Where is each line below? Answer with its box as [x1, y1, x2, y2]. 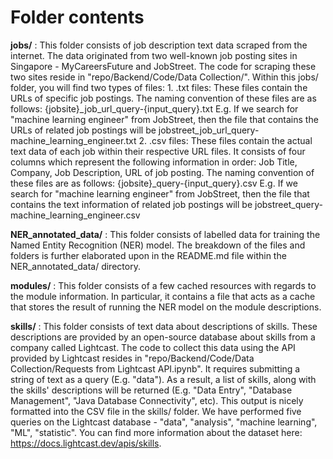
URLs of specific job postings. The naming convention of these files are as [10, 92, 317, 104]
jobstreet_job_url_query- [158, 124, 260, 136]
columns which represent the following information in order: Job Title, [10, 156, 298, 168]
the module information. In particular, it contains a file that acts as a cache [10, 290, 316, 302]
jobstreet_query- [254, 198, 323, 210]
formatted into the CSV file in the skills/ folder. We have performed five [10, 405, 302, 417]
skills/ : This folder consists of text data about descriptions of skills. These [10, 320, 318, 332]
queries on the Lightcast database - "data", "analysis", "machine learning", [10, 416, 318, 428]
